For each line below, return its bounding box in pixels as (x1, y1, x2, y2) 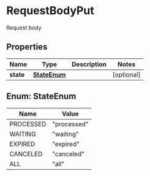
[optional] (112, 70, 141, 78)
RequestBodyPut (6, 4, 94, 18)
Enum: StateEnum (6, 91, 77, 102)
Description (71, 59, 107, 68)
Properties (6, 42, 48, 52)
